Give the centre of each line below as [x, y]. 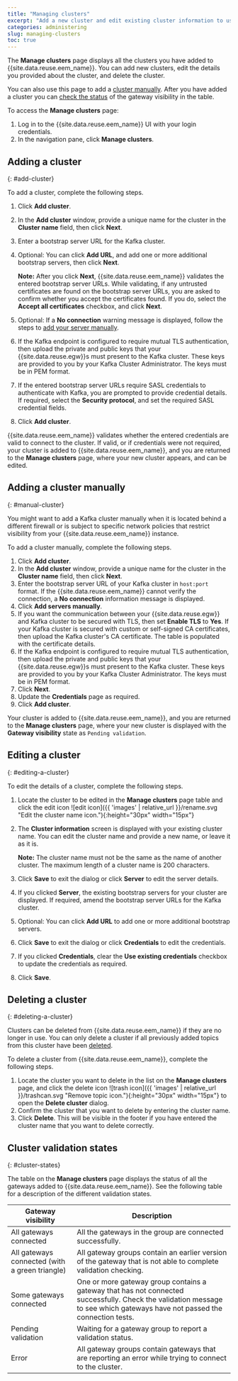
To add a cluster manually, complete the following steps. [90, 547]
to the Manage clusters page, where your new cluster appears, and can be [117, 457]
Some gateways [38, 1295]
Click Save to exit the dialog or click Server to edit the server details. [118, 878]
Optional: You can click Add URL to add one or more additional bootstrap [124, 921]
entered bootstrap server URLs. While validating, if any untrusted [112, 284]
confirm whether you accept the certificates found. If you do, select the [122, 298]
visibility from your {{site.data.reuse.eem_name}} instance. [93, 533]
